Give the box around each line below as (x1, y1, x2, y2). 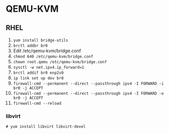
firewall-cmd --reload (13, 101, 62, 106)
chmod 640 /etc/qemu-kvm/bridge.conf (13, 54, 94, 59)
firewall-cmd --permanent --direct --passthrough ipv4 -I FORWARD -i (13, 81, 164, 86)
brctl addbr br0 (13, 43, 48, 48)
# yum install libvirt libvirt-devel (6, 124, 86, 129)
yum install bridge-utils (13, 38, 68, 43)
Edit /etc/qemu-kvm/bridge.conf (13, 48, 81, 53)
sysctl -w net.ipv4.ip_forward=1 (13, 65, 84, 70)
